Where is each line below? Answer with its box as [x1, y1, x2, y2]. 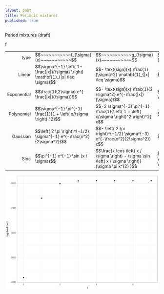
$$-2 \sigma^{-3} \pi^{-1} [95, 103, 150, 109]
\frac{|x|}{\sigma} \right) [35, 69, 84, 75]
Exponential [7, 91, 31, 97]
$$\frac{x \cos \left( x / [95, 148, 142, 154]
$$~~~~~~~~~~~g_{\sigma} [95, 52, 153, 58]
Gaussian [12, 133, 31, 139]
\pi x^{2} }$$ [112, 163, 138, 169]
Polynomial [8, 111, 31, 117]
